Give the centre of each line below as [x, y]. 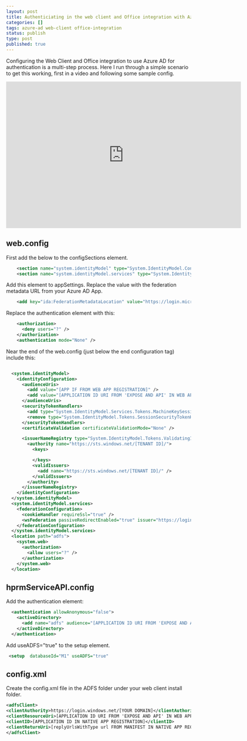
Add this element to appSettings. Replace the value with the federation [92, 285]
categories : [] [25, 22]
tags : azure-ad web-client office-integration [64, 28]
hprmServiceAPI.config [50, 587]
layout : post [22, 11]
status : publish [26, 33]
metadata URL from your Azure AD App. [54, 291]
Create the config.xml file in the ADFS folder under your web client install [94, 688]
